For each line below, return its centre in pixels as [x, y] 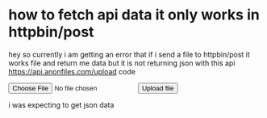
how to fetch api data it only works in [134, 15]
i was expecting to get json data [61, 105]
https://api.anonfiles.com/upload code [72, 71]
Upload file [158, 88]
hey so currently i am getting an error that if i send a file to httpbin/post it [129, 54]
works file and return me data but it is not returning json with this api [122, 63]
